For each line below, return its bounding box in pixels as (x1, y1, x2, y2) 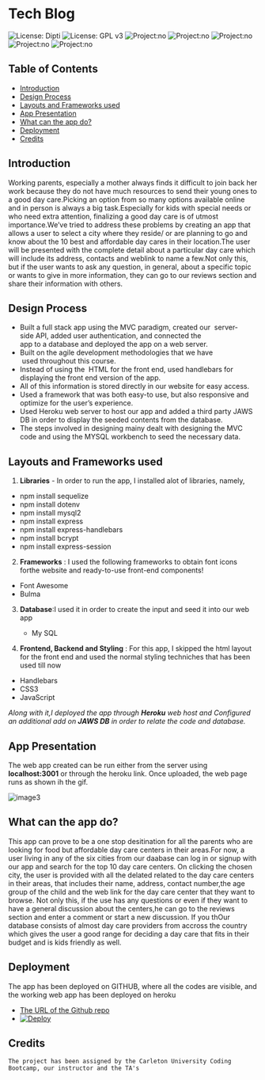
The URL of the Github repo (19, 1005, 110, 1014)
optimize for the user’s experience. (19, 398, 134, 408)
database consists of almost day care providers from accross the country (8, 920, 248, 930)
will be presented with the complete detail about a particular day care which (8, 245, 256, 254)
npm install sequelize (19, 492, 89, 501)
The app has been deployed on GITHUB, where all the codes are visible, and (8, 981, 257, 991)
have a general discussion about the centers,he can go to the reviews (8, 903, 235, 913)
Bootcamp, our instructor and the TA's (8, 1064, 140, 1073)
